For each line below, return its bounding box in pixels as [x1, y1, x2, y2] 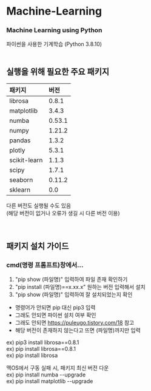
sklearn [9, 185, 31, 194]
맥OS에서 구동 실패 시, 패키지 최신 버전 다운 [6, 364, 109, 372]
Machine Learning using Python [6, 26, 102, 35]
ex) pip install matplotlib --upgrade [6, 377, 93, 384]
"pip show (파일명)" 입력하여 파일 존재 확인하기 [15, 275, 128, 283]
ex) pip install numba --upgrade [6, 371, 86, 378]
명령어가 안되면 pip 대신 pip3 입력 [15, 303, 96, 311]
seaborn [9, 176, 33, 184]
